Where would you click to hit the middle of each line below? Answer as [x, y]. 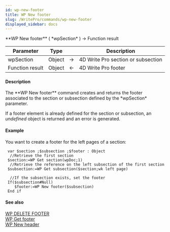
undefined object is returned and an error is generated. [63, 119]
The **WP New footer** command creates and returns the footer [74, 93]
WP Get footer [20, 219]
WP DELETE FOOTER [27, 213]
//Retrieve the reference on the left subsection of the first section [87, 164]
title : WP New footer [28, 15]
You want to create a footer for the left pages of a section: [66, 142]
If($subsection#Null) [30, 182]
